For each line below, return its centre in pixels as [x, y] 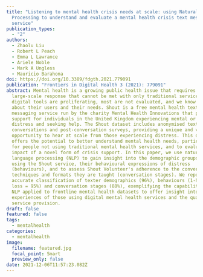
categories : [21, 231]
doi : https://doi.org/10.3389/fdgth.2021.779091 [69, 79]
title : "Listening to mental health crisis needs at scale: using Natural [102, 12]
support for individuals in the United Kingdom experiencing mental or [104, 119]
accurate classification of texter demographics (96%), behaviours [98, 181]
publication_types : [31, 29]
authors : [17, 40]
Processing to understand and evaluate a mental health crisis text [100, 18]
